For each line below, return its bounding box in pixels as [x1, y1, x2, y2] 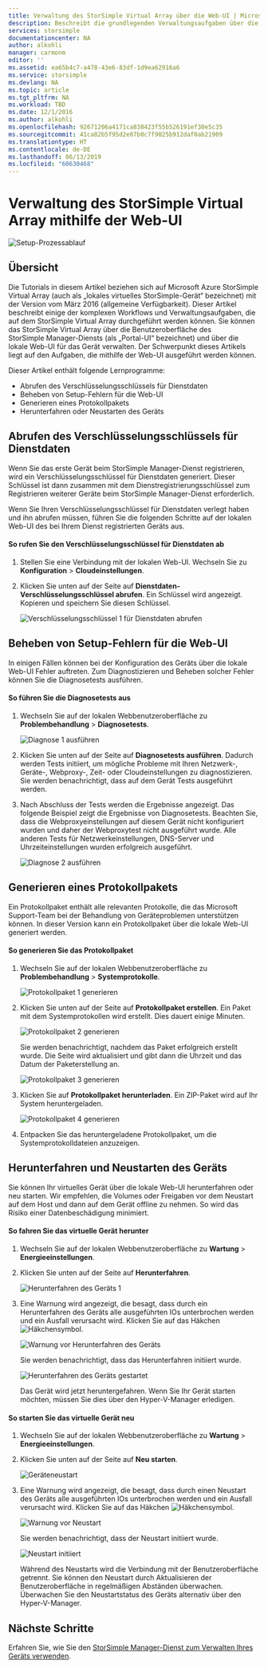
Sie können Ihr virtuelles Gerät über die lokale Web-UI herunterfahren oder [8, 1183, 254, 1192]
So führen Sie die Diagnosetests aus [8, 693, 132, 703]
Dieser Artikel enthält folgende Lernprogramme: [8, 365, 166, 375]
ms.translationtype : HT [8, 137, 88, 146]
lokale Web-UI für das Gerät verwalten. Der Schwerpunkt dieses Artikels [8, 341, 246, 351]
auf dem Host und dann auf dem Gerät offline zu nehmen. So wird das [8, 1199, 239, 1209]
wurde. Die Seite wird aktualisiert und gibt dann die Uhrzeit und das [19, 1051, 242, 1060]
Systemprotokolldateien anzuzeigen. [19, 1138, 140, 1147]
